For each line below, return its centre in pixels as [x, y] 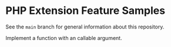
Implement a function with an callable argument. [64, 38]
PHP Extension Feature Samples [85, 11]
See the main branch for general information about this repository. [85, 27]
